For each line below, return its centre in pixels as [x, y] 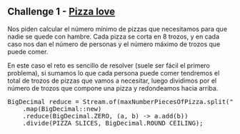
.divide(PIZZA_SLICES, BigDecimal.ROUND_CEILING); [113, 123]
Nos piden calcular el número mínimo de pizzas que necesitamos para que [117, 29]
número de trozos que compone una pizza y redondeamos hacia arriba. [113, 88]
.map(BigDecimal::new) [62, 109]
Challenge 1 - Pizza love [61, 12]
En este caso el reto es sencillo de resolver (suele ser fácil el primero [109, 65]
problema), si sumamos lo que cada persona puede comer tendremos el [114, 73]
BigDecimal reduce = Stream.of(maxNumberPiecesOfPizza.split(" [120, 102]
